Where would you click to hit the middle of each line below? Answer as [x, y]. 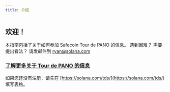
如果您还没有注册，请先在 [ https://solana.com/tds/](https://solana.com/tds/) [85, 78]
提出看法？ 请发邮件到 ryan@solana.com [48, 51]
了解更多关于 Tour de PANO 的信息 [48, 66]
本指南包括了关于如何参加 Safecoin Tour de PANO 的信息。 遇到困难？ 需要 [84, 45]
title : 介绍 [17, 10]
